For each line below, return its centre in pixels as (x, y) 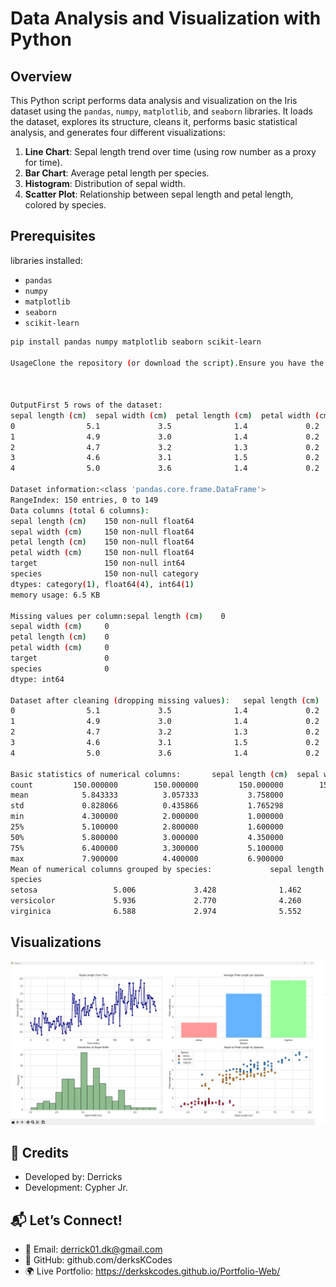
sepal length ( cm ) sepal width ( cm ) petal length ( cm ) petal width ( (165, 415)
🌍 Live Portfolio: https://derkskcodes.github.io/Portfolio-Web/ (152, 1271)
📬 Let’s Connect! (66, 1220)
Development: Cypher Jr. (76, 1188)
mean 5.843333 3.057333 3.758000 (147, 795)
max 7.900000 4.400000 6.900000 (147, 858)
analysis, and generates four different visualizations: (118, 132)
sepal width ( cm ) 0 (60, 627)
